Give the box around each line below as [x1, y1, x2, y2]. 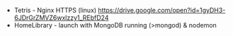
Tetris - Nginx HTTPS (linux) [13, 6, 97, 14]
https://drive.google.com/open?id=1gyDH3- [98, 6, 226, 14]
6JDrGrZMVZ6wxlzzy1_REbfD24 [13, 13, 109, 22]
